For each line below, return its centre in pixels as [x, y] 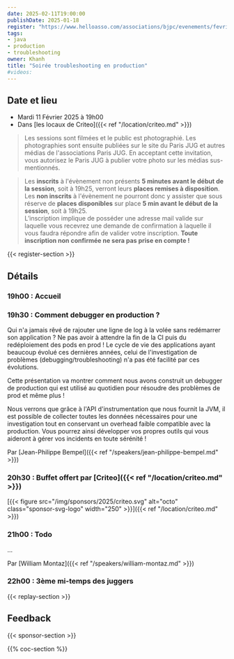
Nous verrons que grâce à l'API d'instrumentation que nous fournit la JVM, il [116, 408]
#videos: [20, 72]
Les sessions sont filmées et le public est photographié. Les [110, 138]
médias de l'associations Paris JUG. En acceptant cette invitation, [118, 153]
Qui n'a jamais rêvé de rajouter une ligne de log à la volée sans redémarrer [114, 329]
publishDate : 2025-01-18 [43, 20]
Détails [23, 276]
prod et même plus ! [36, 395]
